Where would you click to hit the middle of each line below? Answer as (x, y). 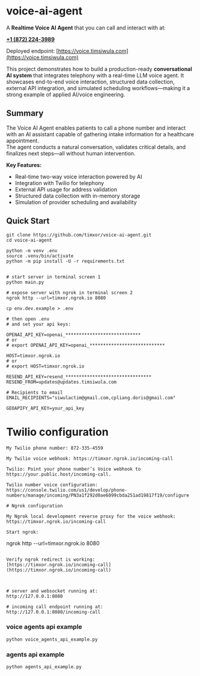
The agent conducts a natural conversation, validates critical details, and (96, 147)
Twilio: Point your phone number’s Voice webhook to (74, 469)
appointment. (23, 140)
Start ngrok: (23, 532)
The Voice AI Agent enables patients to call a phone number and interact (96, 128)
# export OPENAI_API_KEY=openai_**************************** (86, 345)
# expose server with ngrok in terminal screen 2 (70, 292)
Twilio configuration (58, 432)
